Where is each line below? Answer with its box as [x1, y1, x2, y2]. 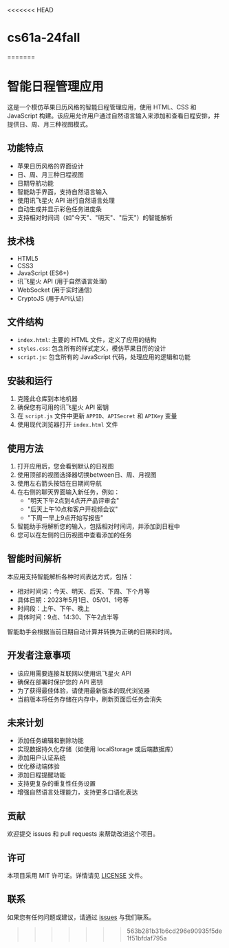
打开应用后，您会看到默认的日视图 [17, 462, 114, 470]
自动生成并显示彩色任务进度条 [17, 204, 102, 213]
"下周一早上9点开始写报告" [27, 513, 104, 521]
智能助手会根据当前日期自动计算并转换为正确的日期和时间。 [7, 627, 176, 636]
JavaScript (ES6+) [17, 268, 69, 277]
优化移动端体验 [17, 762, 60, 771]
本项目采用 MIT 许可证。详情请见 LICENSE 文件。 [7, 872, 146, 879]
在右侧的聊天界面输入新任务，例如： [17, 488, 120, 496]
